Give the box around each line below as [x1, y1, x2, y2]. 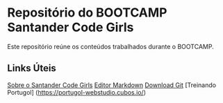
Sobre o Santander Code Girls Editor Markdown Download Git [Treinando [7, 81, 217, 89]
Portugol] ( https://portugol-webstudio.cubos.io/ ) [7, 88, 146, 96]
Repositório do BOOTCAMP [7, 5, 168, 21]
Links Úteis [7, 62, 57, 74]
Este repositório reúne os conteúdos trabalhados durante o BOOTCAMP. [7, 42, 214, 50]
